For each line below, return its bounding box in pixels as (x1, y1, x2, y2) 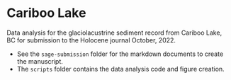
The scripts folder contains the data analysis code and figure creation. (16, 64, 225, 73)
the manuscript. (16, 57, 63, 65)
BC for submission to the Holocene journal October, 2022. (6, 35, 176, 44)
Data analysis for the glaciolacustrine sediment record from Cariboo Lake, (6, 28, 222, 37)
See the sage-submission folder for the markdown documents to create (16, 50, 224, 58)
